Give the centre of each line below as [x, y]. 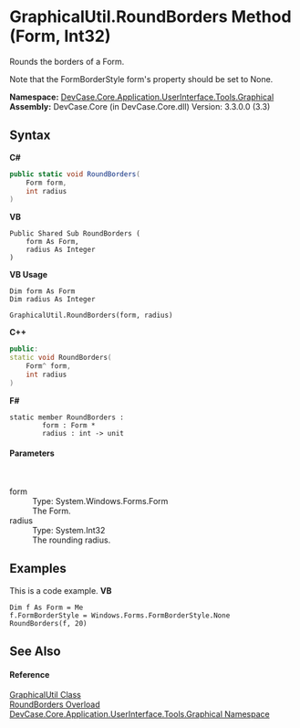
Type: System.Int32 [69, 530]
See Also [35, 652]
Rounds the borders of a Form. [67, 61]
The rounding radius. [72, 540]
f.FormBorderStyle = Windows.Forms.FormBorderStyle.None [120, 615]
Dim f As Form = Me [47, 607]
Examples [38, 569]
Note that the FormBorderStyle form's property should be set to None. [141, 79]
